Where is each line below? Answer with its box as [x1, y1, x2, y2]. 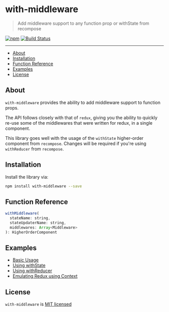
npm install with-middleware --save [5, 183, 82, 189]
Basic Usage [12, 257, 39, 263]
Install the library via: [5, 174, 49, 180]
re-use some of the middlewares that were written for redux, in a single [5, 120, 152, 126]
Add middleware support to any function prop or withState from [17, 20, 149, 26]
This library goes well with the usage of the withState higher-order [5, 135, 144, 141]
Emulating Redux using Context [12, 273, 78, 279]
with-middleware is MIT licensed [5, 301, 72, 307]
